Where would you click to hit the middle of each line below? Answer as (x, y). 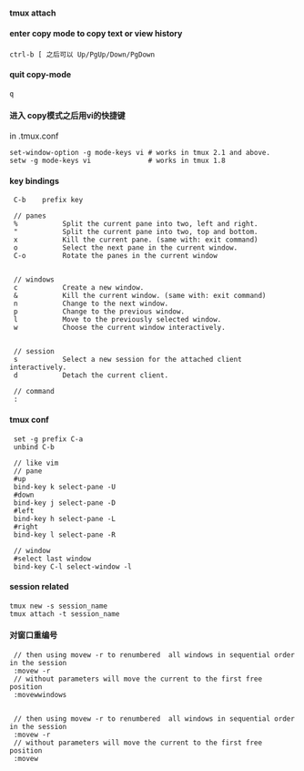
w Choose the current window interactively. (119, 328)
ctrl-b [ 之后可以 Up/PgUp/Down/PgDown (82, 55)
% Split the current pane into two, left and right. (136, 224)
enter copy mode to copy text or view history (96, 34)
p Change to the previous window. (99, 312)
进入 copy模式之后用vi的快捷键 (67, 115)
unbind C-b (34, 447)
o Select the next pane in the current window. (126, 248)
